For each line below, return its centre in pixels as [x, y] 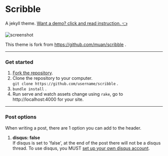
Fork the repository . [33, 73]
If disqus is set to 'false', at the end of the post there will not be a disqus [86, 143]
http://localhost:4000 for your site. [48, 99]
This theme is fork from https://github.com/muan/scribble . [66, 44]
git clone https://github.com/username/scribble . [65, 84]
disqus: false [26, 138]
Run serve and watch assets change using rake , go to [68, 94]
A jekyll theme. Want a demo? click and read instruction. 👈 [66, 23]
